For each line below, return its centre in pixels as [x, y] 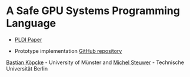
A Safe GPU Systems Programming [93, 11]
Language [31, 23]
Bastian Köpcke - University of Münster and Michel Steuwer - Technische [95, 62]
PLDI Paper [28, 39]
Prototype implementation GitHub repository [68, 51]
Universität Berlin [27, 68]
